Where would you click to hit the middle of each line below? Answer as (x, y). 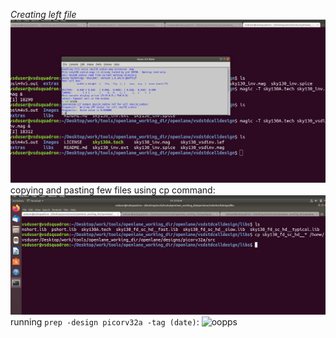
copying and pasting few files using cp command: (113, 190)
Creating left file (43, 14)
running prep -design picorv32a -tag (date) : (105, 321)
